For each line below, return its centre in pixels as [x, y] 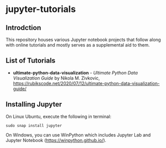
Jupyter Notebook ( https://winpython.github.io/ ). [56, 140]
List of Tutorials [31, 61]
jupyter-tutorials [41, 9]
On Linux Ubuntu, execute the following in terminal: [59, 116]
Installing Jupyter [34, 104]
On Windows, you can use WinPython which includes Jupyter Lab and [78, 135]
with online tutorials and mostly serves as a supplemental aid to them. [78, 45]
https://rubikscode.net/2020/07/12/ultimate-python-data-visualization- [86, 83]
